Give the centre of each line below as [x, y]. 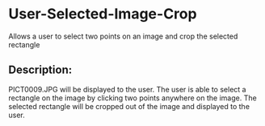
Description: [40, 70]
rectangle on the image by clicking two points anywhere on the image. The [132, 98]
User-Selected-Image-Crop [103, 14]
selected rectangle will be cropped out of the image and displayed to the [129, 106]
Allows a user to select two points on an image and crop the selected [123, 36]
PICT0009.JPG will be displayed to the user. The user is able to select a [127, 89]
